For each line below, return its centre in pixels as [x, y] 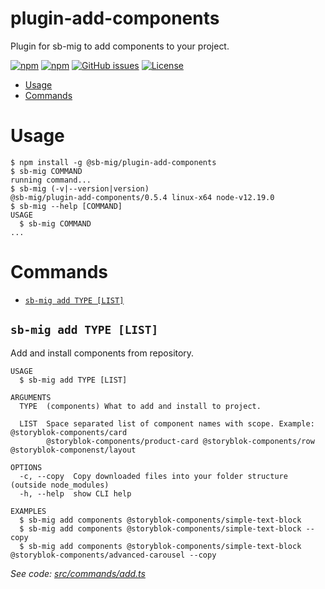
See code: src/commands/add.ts [78, 573]
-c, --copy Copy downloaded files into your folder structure [153, 476]
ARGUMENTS [31, 397]
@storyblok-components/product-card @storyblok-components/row [180, 441]
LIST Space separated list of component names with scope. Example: [167, 423]
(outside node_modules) [60, 485]
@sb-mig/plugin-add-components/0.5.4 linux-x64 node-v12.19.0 [142, 197]
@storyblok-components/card [69, 432]
